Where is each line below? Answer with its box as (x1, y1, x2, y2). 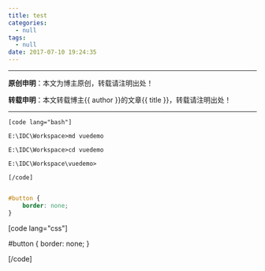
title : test (8, 11, 47, 20)
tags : (8, 33, 26, 42)
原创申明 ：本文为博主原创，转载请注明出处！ (8, 78, 154, 88)
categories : (8, 19, 47, 27)
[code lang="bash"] (8, 119, 73, 126)
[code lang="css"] (8, 223, 69, 233)
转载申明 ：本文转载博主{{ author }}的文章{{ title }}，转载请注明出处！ (8, 96, 232, 104)
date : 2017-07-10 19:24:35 (8, 48, 97, 56)
